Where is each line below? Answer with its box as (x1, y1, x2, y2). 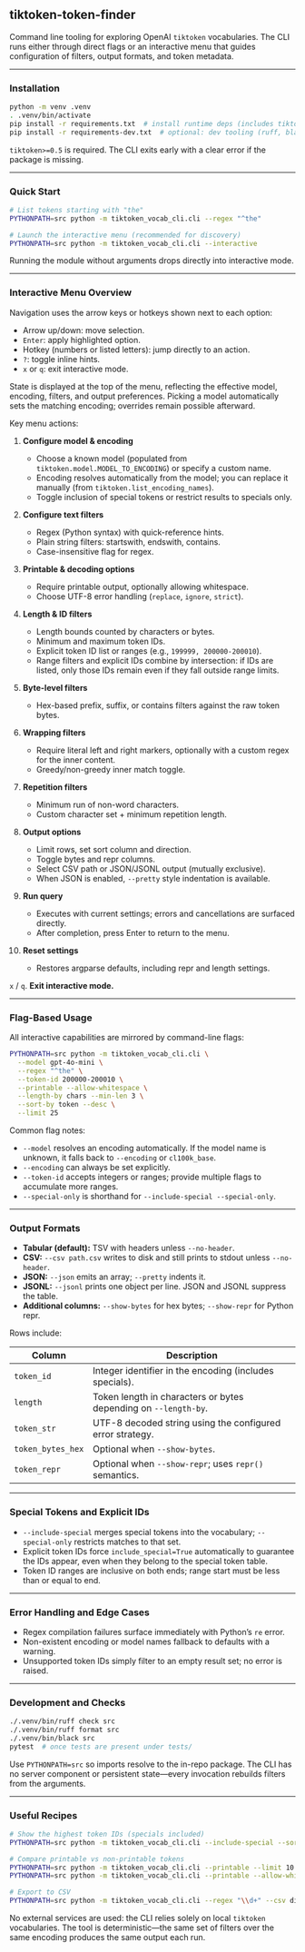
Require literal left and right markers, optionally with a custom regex (35, 744, 290, 755)
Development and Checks (9, 1696, 126, 1709)
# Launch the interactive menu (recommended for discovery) (9, 231, 242, 240)
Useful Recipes (9, 1809, 78, 1821)
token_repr (14, 1464, 61, 1474)
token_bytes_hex (14, 1444, 84, 1454)
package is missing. (9, 153, 84, 164)
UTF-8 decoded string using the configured (92, 1416, 281, 1429)
